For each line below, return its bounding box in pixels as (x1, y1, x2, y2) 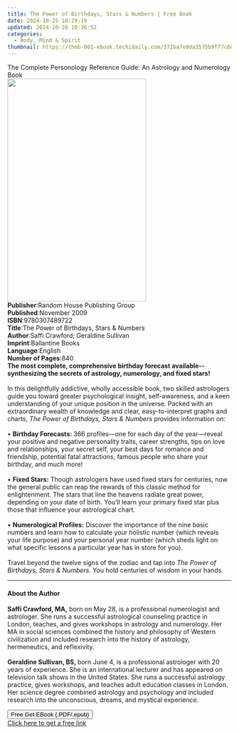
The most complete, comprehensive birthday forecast (7, 361, 171, 370)
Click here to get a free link (7, 719, 87, 728)
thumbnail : (7, 43, 40, 51)
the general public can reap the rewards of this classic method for (7, 482, 201, 491)
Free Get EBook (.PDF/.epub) (11, 710, 90, 718)
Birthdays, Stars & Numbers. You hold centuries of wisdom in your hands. (7, 566, 224, 574)
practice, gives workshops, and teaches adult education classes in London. (7, 681, 229, 689)
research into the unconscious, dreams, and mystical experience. (7, 696, 199, 704)
